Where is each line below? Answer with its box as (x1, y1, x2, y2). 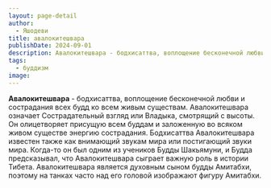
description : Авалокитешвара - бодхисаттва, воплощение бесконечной (8, 49, 244, 57)
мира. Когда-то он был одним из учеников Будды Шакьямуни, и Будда (8, 145, 252, 154)
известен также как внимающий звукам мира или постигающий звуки (8, 136, 252, 145)
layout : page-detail (8, 11, 78, 20)
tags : (8, 57, 27, 65)
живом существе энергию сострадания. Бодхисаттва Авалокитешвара (8, 128, 255, 137)
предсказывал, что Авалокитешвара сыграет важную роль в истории (8, 153, 248, 163)
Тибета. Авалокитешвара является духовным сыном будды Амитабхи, (8, 161, 252, 171)
